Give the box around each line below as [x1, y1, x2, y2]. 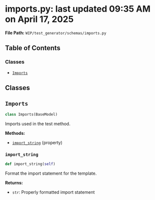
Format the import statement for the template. [5, 170, 97, 176]
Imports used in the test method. [5, 121, 71, 127]
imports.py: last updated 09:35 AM [5, 3, 151, 15]
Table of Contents [5, 44, 61, 52]
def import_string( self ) [5, 162, 56, 166]
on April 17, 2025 [5, 14, 74, 25]
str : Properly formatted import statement [12, 189, 95, 195]
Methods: [5, 130, 25, 136]
